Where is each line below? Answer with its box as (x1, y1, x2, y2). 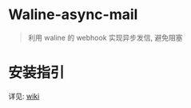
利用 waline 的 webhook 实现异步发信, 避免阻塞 (27, 33, 183, 42)
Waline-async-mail (8, 6, 138, 24)
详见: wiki (8, 91, 40, 101)
